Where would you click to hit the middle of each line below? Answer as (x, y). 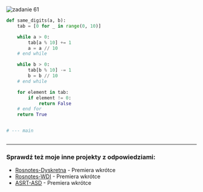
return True (32, 115)
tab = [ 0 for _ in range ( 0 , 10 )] (59, 26)
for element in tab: (43, 92)
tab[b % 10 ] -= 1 (50, 70)
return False (55, 104)
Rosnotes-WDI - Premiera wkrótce (58, 176)
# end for (30, 109)
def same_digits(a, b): (36, 20)
